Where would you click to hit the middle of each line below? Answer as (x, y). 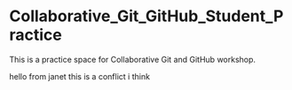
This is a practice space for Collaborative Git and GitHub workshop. (132, 59)
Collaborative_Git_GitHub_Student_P (146, 16)
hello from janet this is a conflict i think (80, 76)
